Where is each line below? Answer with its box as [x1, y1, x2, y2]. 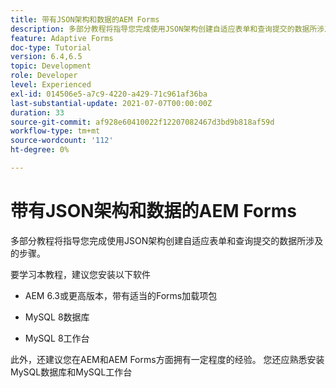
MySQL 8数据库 [24, 311, 90, 323]
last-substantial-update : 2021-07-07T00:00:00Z [10, 98, 213, 108]
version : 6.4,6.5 [10, 52, 83, 62]
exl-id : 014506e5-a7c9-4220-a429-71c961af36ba [10, 89, 208, 99]
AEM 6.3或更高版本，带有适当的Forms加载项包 [24, 289, 218, 301]
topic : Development [10, 61, 92, 71]
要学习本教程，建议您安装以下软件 [10, 268, 151, 280]
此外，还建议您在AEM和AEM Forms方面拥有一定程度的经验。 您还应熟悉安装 [10, 353, 325, 365]
